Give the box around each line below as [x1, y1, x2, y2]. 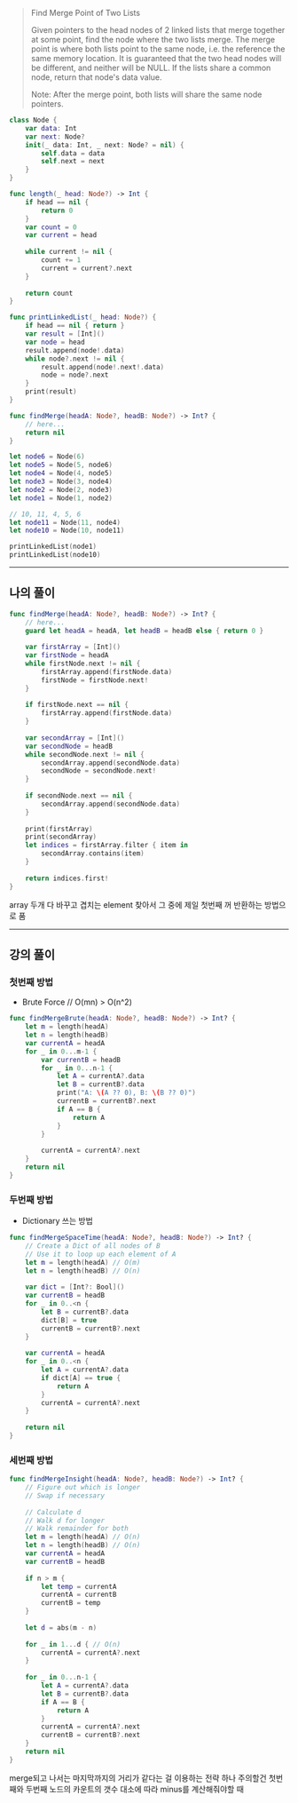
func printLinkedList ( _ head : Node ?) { [9, 313, 157, 322]
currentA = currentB [41, 1590, 117, 1600]
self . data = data [41, 148, 105, 158]
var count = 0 [25, 222, 77, 232]
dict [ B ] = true [41, 1315, 98, 1324]
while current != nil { [25, 248, 114, 257]
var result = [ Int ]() [25, 330, 105, 338]
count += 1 [41, 256, 82, 265]
